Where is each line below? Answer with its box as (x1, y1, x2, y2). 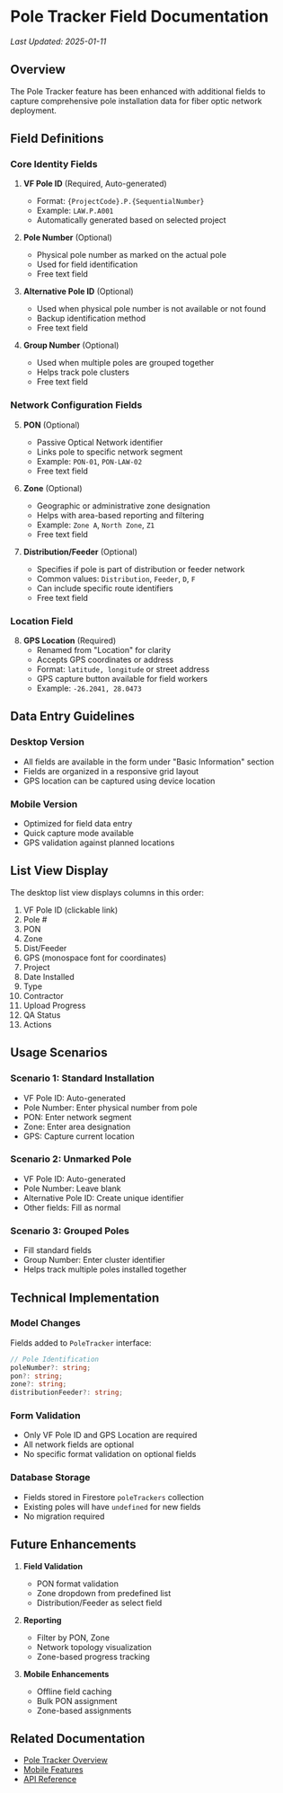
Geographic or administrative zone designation (36, 500, 210, 511)
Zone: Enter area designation (22, 1121, 131, 1132)
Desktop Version (10, 736, 84, 748)
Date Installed (22, 971, 75, 982)
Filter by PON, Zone (36, 1632, 111, 1643)
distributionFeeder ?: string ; (10, 1388, 124, 1398)
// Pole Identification (10, 1355, 100, 1364)
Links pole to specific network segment (36, 446, 183, 457)
